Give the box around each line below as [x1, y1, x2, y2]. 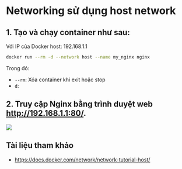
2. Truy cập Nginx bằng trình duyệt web [6, 99, 153, 109]
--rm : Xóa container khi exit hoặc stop [14, 76, 106, 83]
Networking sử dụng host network [6, 4, 176, 18]
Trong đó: [6, 64, 30, 71]
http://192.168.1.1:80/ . [6, 108, 86, 118]
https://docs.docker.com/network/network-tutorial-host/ [14, 156, 150, 163]
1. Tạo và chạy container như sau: [6, 27, 130, 37]
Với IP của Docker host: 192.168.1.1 [6, 43, 87, 50]
